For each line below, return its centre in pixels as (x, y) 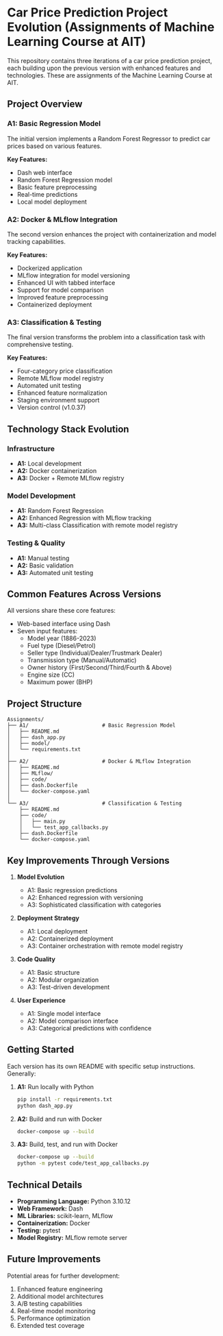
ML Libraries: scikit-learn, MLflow (65, 1215)
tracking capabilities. (37, 241)
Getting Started (41, 1050)
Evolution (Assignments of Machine (111, 27)
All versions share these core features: (62, 611)
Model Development (41, 496)
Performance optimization (54, 1318)
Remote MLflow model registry (60, 378)
